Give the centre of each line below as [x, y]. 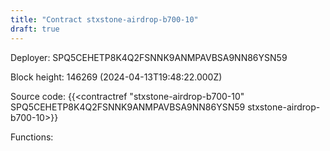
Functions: [32, 137]
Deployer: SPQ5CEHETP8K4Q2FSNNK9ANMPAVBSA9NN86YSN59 [149, 57]
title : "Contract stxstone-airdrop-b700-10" [104, 19]
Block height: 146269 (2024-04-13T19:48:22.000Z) [116, 77]
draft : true [35, 29]
